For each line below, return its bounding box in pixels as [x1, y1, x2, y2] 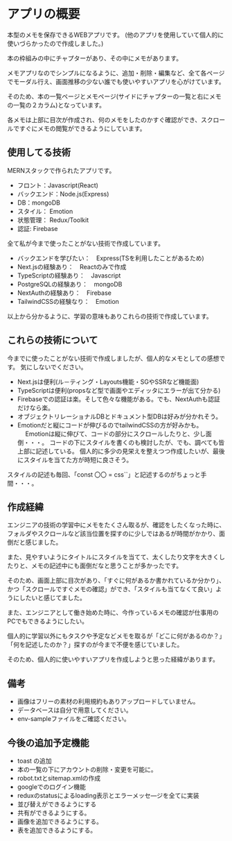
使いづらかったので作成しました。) [7, 39, 104, 47]
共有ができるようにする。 [17, 809, 91, 817]
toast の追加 [17, 757, 52, 765]
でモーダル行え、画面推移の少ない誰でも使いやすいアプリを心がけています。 [7, 77, 225, 85]
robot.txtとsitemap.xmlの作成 [17, 774, 101, 782]
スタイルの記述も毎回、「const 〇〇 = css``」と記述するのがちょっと [7, 470, 201, 479]
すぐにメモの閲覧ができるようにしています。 [19, 124, 146, 133]
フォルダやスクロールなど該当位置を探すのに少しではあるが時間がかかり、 [7, 529, 220, 538]
